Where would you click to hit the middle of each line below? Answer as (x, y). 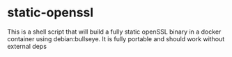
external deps (27, 46)
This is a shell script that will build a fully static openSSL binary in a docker (114, 32)
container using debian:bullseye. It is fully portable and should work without (116, 38)
